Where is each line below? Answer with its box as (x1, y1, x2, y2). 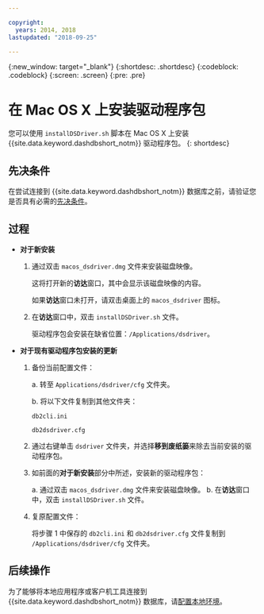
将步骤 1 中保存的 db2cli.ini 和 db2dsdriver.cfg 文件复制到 (31, 528, 226, 538)
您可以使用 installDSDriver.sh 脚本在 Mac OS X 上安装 (8, 129, 189, 138)
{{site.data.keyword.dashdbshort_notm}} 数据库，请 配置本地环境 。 (8, 597, 228, 606)
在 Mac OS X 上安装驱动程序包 (8, 101, 206, 119)
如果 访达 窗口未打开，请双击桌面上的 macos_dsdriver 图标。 (31, 295, 224, 304)
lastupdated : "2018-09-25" (8, 33, 98, 41)
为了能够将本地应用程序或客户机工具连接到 (8, 586, 147, 596)
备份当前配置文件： (31, 362, 95, 372)
